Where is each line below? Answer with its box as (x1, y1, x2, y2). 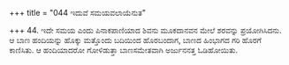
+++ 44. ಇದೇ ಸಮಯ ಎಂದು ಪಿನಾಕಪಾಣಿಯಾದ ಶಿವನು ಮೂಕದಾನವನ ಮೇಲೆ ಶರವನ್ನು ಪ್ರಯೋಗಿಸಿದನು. (9, 25, 282, 35)
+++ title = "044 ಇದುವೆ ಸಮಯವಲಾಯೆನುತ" (9, 8, 146, 18)
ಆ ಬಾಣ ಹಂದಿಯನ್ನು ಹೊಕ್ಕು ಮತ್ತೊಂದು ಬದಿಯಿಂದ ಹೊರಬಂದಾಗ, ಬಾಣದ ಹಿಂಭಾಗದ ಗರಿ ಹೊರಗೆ (9, 35, 262, 45)
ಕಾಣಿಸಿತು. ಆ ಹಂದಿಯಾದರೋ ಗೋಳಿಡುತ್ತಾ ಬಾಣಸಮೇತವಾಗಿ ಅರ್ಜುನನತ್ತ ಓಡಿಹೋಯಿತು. (9, 45, 239, 55)
